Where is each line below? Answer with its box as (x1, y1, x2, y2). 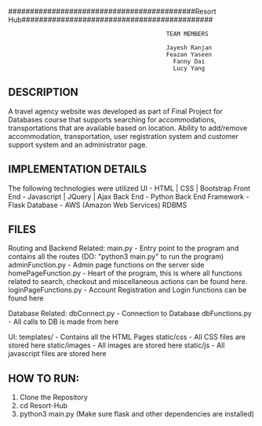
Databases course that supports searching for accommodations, (8, 115, 217, 124)
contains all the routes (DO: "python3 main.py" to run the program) (8, 252, 224, 261)
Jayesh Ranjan (166, 44, 213, 52)
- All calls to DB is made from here (8, 317, 119, 326)
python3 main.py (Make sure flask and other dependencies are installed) (19, 410, 255, 419)
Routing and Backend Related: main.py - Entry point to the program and (8, 243, 239, 253)
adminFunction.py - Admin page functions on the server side (8, 260, 205, 270)
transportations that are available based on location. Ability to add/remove (8, 123, 248, 133)
